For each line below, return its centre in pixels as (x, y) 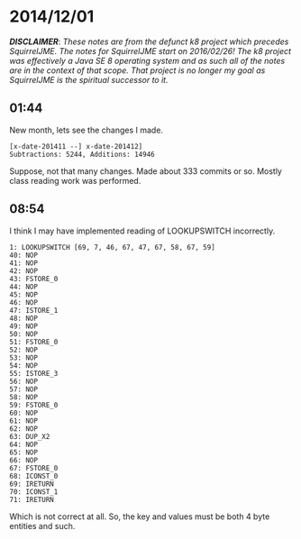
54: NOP (24, 365)
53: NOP (24, 358)
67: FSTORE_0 (34, 468)
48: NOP (24, 318)
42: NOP (24, 271)
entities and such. (42, 525)
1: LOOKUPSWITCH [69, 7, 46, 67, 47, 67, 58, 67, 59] (113, 247)
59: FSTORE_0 (34, 405)
